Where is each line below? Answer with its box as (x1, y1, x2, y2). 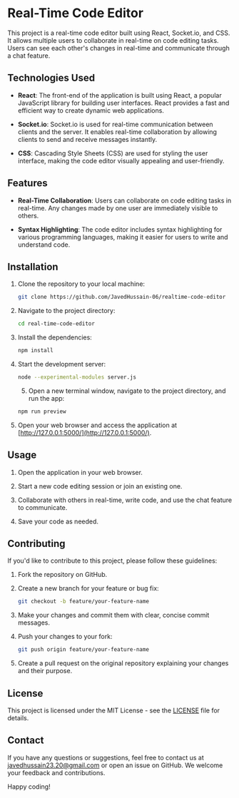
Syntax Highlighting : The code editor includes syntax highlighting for (17, 225, 223, 233)
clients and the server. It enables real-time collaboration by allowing (17, 127, 218, 136)
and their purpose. (17, 667, 73, 675)
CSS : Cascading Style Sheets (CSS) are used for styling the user (17, 148, 208, 158)
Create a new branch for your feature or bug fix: (17, 584, 159, 593)
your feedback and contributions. (7, 768, 106, 777)
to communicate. (17, 503, 68, 511)
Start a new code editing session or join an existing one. (17, 481, 183, 490)
